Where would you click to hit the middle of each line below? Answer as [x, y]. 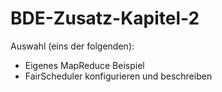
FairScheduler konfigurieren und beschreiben [118, 76]
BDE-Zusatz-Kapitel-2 [105, 18]
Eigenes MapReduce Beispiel [84, 65]
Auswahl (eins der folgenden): [72, 46]
